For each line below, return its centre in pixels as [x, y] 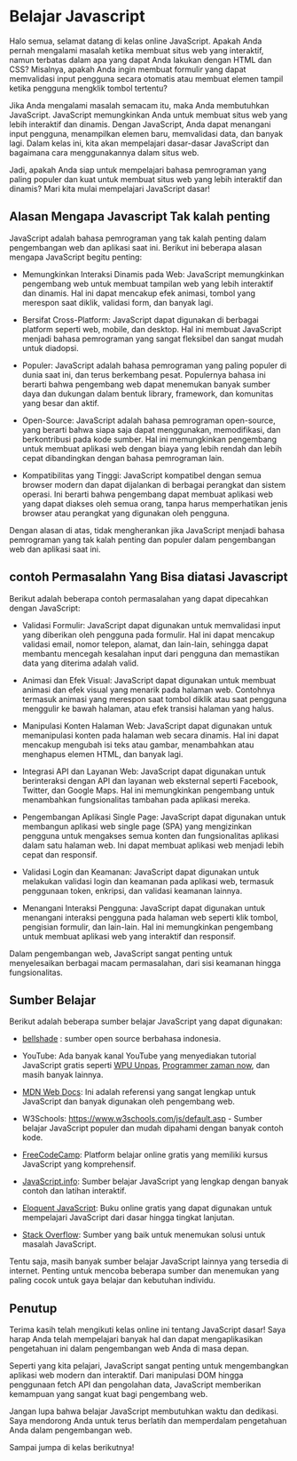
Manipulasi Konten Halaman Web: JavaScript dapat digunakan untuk [147, 725]
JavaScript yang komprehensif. [79, 1164]
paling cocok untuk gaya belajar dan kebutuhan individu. [112, 1281]
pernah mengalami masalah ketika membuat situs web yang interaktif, [137, 50]
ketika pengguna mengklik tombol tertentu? [89, 88]
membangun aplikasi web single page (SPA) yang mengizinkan [137, 826]
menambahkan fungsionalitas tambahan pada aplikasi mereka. [136, 799]
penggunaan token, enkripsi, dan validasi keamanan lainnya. [132, 890]
